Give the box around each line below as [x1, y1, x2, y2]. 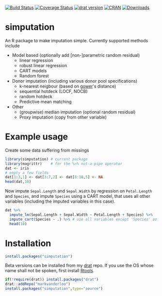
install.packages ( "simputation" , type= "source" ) [5, 286, 103, 291]
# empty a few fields [5, 170, 49, 175]
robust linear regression [19, 62, 67, 68]
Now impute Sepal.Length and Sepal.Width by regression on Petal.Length [5, 188, 152, 194]
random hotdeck [19, 93, 52, 99]
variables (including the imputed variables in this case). [5, 198, 115, 204]
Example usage [5, 131, 68, 142]
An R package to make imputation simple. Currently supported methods [5, 37, 148, 43]
